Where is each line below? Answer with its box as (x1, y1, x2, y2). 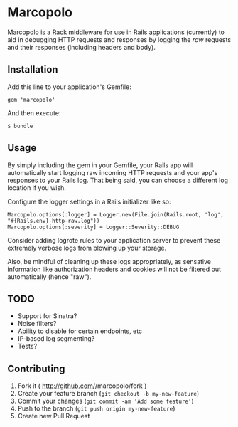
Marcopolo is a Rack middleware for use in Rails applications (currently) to (7, 28, 225, 36)
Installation (7, 63, 58, 75)
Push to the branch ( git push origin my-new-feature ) (17, 404, 175, 413)
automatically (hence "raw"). (7, 272, 92, 281)
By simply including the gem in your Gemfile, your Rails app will (7, 161, 193, 169)
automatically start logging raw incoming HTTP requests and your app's (7, 168, 218, 176)
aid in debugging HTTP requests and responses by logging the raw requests (7, 35, 232, 43)
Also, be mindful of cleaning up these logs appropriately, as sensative (7, 257, 212, 265)
